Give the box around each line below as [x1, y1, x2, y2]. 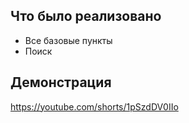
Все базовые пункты [24, 34, 113, 46]
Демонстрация [10, 74, 112, 91]
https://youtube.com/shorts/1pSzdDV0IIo [10, 100, 179, 113]
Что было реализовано [10, 8, 162, 25]
